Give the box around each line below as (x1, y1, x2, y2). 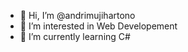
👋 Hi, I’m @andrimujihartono (19, 10, 136, 21)
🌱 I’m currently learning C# (19, 31, 131, 42)
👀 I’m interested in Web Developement (19, 20, 178, 32)
